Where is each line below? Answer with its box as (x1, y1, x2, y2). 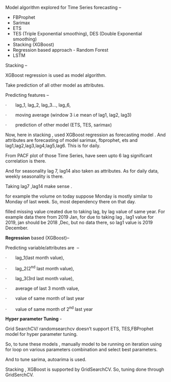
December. (5, 225, 29, 231)
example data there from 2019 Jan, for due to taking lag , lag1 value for (5, 214, 154, 220)
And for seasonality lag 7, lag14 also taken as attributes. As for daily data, (5, 168, 159, 174)
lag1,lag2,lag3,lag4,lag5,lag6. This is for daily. (5, 143, 101, 148)
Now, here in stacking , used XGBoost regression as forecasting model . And (5, 132, 166, 138)
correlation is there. (5, 158, 46, 164)
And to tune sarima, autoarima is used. (5, 356, 87, 363)
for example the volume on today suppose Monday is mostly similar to (5, 193, 153, 199)
